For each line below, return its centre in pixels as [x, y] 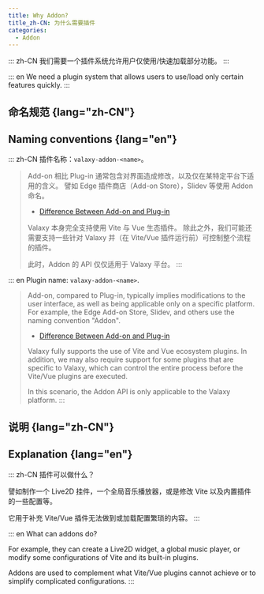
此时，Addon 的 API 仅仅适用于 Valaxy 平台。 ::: [105, 265]
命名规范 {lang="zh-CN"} [72, 112]
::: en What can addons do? [53, 533]
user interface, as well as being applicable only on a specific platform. [141, 304]
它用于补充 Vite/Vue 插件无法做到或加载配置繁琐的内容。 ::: [104, 517]
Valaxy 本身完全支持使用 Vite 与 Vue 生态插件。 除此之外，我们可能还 [139, 228]
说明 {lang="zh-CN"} [61, 427]
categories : [28, 30]
